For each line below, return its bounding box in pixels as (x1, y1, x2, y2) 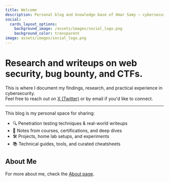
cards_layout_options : (10, 21, 57, 27)
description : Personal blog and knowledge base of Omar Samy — (5, 12, 141, 17)
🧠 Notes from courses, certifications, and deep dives (12, 127, 122, 133)
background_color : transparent (14, 31, 80, 36)
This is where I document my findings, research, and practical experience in (5, 84, 162, 91)
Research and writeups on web (5, 58, 137, 69)
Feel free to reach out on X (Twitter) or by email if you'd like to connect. (5, 96, 153, 102)
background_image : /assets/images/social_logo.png (14, 26, 123, 31)
